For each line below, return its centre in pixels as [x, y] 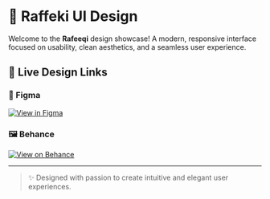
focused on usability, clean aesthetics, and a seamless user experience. [127, 47]
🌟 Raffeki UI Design [73, 16]
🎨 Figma [25, 95]
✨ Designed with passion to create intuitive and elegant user [128, 177]
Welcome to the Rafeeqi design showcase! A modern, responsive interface [133, 39]
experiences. [49, 186]
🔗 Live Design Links [58, 73]
